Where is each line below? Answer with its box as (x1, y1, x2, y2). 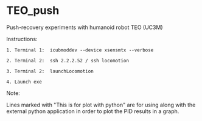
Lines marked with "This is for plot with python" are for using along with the (6, 101, 196, 108)
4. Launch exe (6, 79, 43, 85)
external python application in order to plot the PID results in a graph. (6, 107, 179, 115)
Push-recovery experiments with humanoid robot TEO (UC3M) (6, 24, 163, 31)
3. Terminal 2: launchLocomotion (6, 68, 94, 74)
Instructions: (6, 35, 38, 42)
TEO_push (6, 4, 60, 18)
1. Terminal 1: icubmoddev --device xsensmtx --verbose (6, 47, 154, 53)
